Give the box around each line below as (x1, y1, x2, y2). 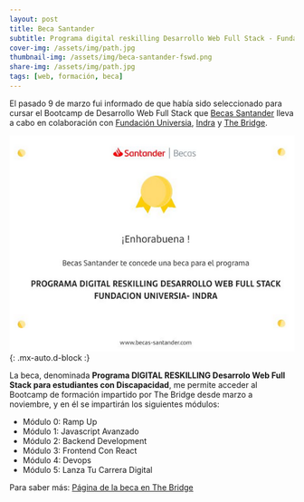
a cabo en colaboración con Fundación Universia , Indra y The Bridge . (9, 117, 269, 128)
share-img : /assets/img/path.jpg (9, 63, 136, 72)
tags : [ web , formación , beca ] (9, 72, 124, 82)
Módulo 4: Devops (22, 454, 92, 466)
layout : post (9, 14, 59, 24)
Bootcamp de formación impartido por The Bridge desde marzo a (9, 389, 253, 400)
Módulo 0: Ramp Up (22, 416, 98, 427)
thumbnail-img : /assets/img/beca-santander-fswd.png (9, 53, 213, 63)
